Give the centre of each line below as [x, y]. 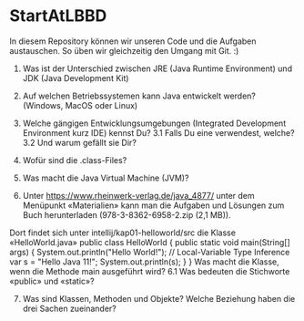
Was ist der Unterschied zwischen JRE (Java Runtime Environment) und [157, 68]
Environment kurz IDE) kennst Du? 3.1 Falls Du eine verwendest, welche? [158, 132]
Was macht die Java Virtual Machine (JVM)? [106, 178]
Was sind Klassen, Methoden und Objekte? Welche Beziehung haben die [159, 298]
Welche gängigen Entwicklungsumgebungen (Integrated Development [154, 123]
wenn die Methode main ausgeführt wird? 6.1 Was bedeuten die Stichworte [150, 271]
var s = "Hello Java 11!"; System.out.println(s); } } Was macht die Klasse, [144, 262]
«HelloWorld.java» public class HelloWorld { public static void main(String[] [150, 242]
